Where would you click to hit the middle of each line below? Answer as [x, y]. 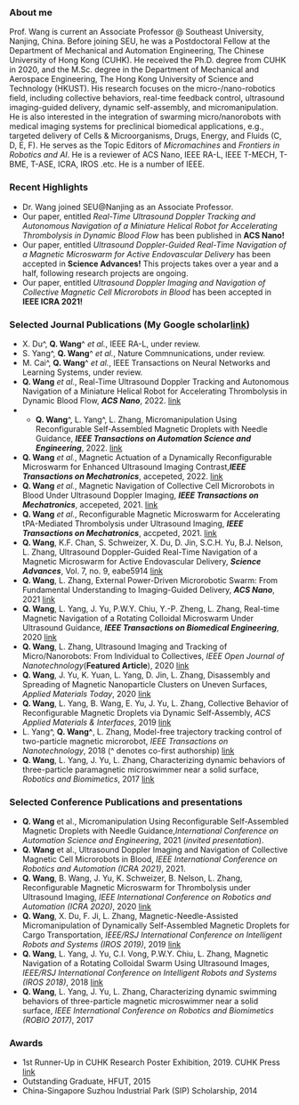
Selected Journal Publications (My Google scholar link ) [130, 324]
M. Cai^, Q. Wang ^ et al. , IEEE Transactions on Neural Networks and [146, 362]
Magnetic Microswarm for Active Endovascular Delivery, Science [141, 561]
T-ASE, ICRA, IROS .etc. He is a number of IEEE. [118, 164]
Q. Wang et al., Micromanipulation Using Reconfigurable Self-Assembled [155, 822]
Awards [26, 1044]
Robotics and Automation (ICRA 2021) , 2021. [104, 869]
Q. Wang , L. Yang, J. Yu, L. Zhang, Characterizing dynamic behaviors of [154, 760]
